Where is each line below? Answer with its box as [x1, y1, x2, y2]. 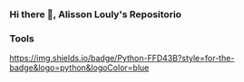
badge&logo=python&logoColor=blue [9, 62, 150, 73]
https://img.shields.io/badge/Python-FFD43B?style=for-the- [9, 53, 235, 64]
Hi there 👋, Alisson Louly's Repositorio [9, 8, 182, 21]
